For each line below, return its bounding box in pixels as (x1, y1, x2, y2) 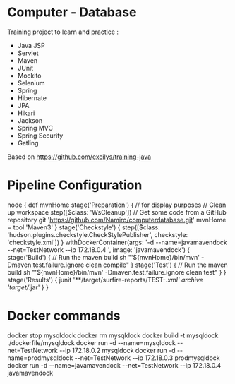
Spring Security (17, 131, 64, 140)
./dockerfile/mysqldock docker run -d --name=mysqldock (7, 338, 176, 347)
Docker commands (7, 308, 121, 324)
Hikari (17, 109, 35, 117)
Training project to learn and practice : (7, 28, 119, 36)
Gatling (17, 138, 39, 147)
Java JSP (17, 41, 45, 49)
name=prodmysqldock (7, 354, 73, 362)
